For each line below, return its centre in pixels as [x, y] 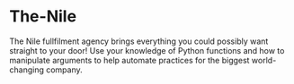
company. [64, 70]
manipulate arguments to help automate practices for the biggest [129, 60]
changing [27, 70]
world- [264, 60]
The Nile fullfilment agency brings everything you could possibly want [139, 41]
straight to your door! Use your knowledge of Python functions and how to [147, 50]
